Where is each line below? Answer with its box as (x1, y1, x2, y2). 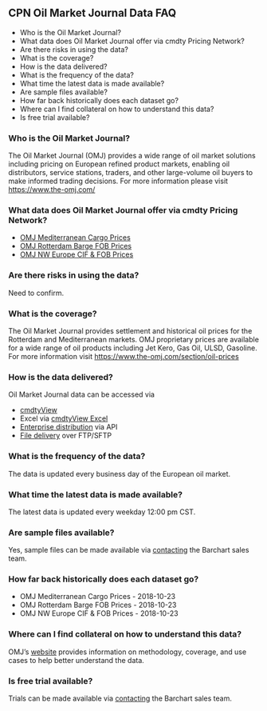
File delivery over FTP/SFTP (19, 431, 112, 441)
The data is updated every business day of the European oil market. (8, 469, 231, 478)
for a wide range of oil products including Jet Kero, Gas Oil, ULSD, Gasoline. (8, 343, 257, 353)
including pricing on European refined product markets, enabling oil (8, 159, 230, 169)
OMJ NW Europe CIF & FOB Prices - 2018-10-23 (19, 609, 179, 618)
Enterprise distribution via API (19, 422, 118, 432)
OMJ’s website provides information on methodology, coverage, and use (8, 647, 247, 657)
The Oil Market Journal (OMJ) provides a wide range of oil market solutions (8, 151, 257, 161)
